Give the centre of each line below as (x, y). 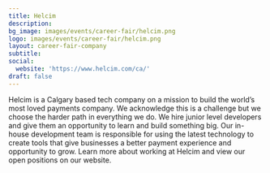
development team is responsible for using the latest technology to (142, 134)
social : (21, 62)
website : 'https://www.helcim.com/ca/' (83, 69)
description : (30, 24)
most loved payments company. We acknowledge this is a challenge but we (135, 108)
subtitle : (25, 54)
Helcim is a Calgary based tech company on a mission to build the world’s (132, 99)
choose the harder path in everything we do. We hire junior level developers (135, 117)
